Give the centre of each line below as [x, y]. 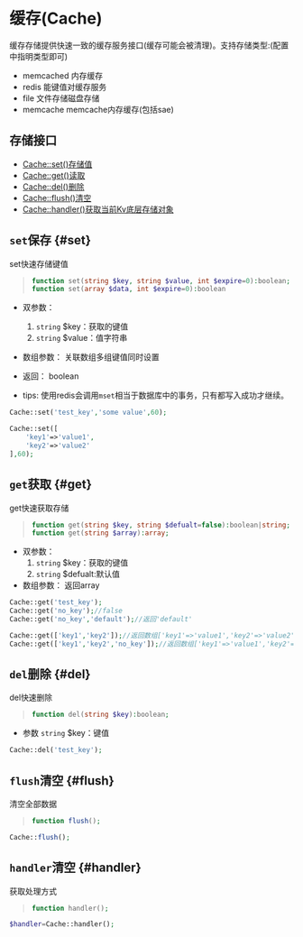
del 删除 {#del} [50, 674]
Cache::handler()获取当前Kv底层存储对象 [98, 209]
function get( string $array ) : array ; [100, 533]
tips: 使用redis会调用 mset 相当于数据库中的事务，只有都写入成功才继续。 [155, 395]
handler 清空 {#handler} [75, 868]
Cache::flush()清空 [57, 198]
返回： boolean [50, 376]
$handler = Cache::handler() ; [62, 924]
